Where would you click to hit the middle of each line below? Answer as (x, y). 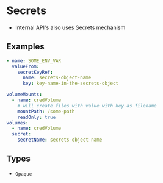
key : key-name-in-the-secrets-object (71, 84)
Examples (25, 47)
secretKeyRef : (35, 72)
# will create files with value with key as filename (87, 106)
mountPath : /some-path (46, 111)
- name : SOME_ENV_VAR (34, 61)
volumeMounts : (24, 95)
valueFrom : (26, 66)
